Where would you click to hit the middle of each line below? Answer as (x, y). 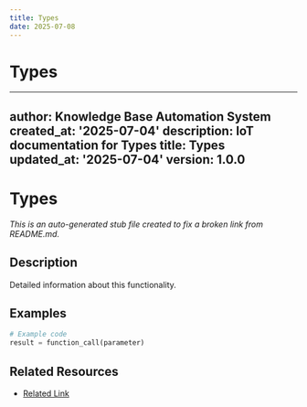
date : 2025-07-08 (42, 27)
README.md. (35, 233)
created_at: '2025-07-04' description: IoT (132, 130)
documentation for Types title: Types (117, 145)
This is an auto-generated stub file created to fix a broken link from (136, 224)
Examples (38, 313)
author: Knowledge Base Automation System (140, 117)
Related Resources (64, 371)
